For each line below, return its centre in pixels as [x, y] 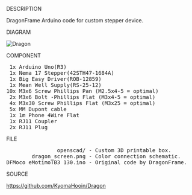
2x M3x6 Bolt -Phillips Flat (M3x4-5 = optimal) [82, 97]
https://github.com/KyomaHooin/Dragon [56, 186]
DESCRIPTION [24, 9]
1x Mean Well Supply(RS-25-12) [55, 85]
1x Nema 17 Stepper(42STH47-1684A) [62, 73]
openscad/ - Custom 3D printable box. [114, 150]
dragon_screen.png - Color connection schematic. [106, 156]
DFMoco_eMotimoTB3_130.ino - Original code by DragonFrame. [97, 162]
